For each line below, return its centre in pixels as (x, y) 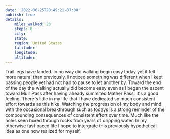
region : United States (38, 43)
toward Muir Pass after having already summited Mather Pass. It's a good (82, 93)
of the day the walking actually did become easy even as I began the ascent (84, 88)
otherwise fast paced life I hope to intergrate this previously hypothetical (81, 126)
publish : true (20, 15)
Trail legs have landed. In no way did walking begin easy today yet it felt (80, 72)
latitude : (25, 48)
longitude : (26, 52)
